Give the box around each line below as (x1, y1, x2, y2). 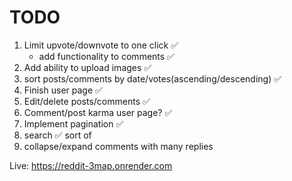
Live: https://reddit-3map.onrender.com (9, 159, 173, 171)
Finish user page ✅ (23, 84, 103, 96)
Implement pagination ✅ (23, 117, 124, 130)
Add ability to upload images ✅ (23, 61, 152, 73)
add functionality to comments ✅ (38, 50, 175, 62)
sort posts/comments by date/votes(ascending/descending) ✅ (23, 72, 282, 85)
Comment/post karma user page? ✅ (23, 106, 173, 118)
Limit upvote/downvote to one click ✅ (23, 39, 179, 51)
